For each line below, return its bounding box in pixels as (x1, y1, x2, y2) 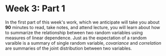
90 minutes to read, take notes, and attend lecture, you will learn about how (5, 24, 161, 30)
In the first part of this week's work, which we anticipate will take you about (5, 19, 160, 25)
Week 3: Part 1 (5, 3, 66, 14)
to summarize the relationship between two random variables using (5, 29, 143, 35)
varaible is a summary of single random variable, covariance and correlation (5, 40, 162, 46)
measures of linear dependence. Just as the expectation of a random (5, 35, 147, 41)
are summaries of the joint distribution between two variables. (5, 45, 132, 51)
